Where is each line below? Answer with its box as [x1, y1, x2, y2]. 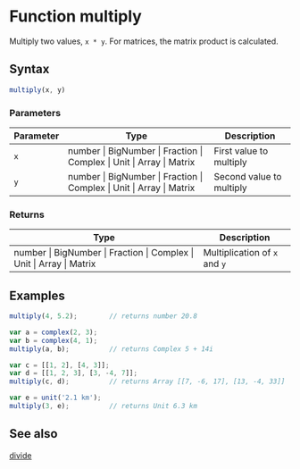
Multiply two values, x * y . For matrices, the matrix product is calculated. [9, 36, 279, 46]
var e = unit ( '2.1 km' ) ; [9, 393, 102, 403]
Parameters [9, 106, 61, 119]
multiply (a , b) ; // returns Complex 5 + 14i [9, 344, 214, 354]
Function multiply [9, 6, 143, 27]
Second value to [213, 170, 282, 182]
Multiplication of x [203, 247, 279, 259]
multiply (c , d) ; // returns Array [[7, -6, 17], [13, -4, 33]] [9, 377, 286, 386]
